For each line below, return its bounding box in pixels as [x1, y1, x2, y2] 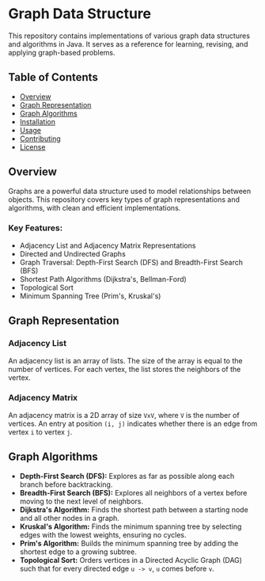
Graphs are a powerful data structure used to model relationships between [8, 186, 252, 196]
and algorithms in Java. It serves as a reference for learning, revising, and [8, 39, 248, 48]
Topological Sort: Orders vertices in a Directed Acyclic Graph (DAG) [19, 555, 243, 564]
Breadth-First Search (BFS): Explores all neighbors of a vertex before [19, 488, 248, 497]
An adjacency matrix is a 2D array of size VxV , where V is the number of [8, 410, 240, 420]
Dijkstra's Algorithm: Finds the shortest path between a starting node [19, 504, 249, 515]
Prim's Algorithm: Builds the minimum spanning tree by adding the [19, 538, 239, 548]
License [19, 142, 46, 151]
